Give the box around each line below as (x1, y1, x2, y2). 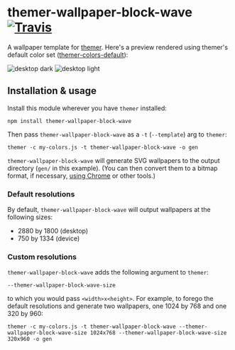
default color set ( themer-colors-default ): (7, 51, 129, 59)
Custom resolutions (7, 252, 77, 262)
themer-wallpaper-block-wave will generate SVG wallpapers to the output (7, 156, 220, 164)
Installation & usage (7, 85, 97, 97)
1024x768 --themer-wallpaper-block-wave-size (89, 329, 227, 336)
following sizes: (7, 213, 53, 221)
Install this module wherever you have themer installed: (7, 104, 167, 112)
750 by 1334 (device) (17, 234, 80, 243)
